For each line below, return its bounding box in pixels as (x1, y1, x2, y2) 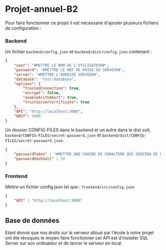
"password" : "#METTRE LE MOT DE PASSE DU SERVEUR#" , (14, 67, 125, 72)
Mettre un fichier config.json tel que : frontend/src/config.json (5, 184, 135, 190)
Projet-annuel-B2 (5, 3, 78, 15)
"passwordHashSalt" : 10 (14, 156, 65, 161)
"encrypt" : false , (23, 91, 61, 96)
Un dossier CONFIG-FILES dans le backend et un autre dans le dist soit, (5, 127, 151, 133)
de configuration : (5, 25, 41, 31)
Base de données (5, 216, 60, 225)
